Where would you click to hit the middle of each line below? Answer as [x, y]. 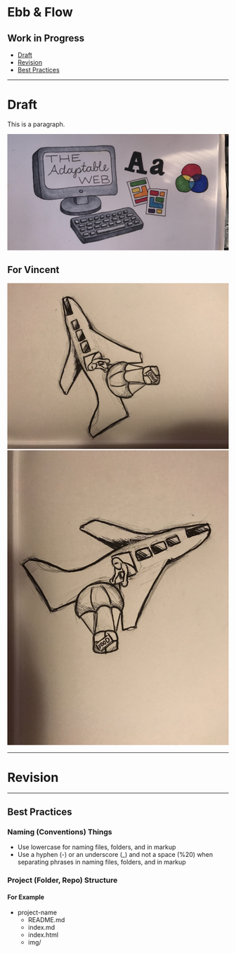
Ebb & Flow [40, 12]
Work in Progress [46, 38]
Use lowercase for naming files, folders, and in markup [97, 847]
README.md [46, 920]
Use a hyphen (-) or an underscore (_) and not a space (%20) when [115, 855]
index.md [41, 928]
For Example [26, 897]
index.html [43, 935]
